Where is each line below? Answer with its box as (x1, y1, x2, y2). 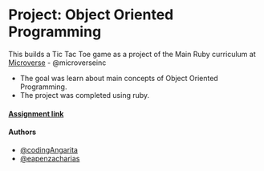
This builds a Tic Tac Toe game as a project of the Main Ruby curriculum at (8, 49, 256, 59)
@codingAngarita (19, 145, 79, 154)
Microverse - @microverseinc (8, 58, 107, 67)
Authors (8, 127, 37, 137)
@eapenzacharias (19, 153, 80, 163)
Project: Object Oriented (8, 6, 174, 24)
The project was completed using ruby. (19, 90, 150, 100)
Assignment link (8, 108, 64, 118)
